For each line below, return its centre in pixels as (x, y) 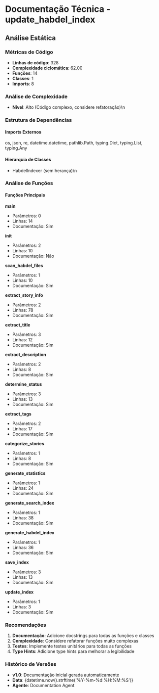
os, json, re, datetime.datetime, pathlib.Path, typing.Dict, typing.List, (74, 143)
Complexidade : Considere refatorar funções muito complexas (75, 641)
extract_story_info (24, 295)
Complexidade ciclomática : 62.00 (47, 68)
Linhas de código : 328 (35, 62)
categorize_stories (25, 443)
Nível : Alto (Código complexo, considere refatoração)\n (69, 107)
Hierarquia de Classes (28, 159)
